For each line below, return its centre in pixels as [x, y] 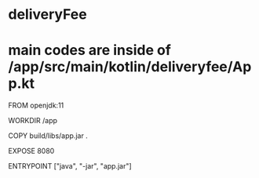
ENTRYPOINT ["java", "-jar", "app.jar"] [70, 166]
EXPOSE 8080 [31, 151]
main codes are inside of [89, 51]
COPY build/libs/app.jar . [48, 136]
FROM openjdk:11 [36, 105]
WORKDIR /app [33, 121]
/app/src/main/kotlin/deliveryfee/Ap [130, 67]
